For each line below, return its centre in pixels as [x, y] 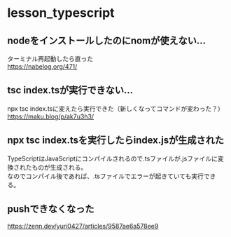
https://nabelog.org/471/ [42, 67]
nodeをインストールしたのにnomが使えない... [107, 40]
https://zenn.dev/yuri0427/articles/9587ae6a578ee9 [83, 226]
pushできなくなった [51, 209]
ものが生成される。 [59, 167]
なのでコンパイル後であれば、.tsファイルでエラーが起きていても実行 [106, 176]
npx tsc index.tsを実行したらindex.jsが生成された [115, 141]
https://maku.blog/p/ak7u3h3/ [51, 116]
